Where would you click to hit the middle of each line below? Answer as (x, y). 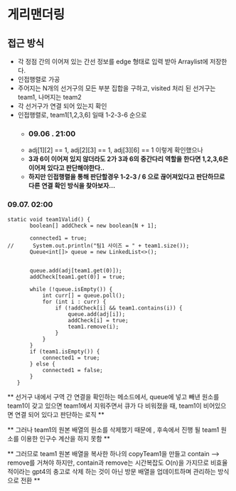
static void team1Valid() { (49, 219)
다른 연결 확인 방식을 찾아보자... (72, 186)
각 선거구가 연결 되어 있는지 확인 (62, 106)
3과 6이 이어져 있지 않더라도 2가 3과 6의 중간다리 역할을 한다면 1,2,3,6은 (128, 159)
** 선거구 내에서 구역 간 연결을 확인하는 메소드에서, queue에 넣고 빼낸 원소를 (113, 396)
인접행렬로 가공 (39, 79)
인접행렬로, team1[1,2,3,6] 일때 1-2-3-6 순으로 (82, 115)
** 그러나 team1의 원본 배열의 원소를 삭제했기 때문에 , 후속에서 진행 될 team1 (113, 429)
